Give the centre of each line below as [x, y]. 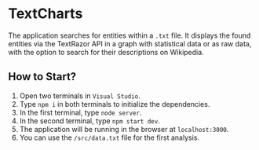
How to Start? [42, 77]
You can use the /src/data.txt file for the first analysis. [109, 137]
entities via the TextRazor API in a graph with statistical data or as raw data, [130, 43]
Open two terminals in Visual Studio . [80, 96]
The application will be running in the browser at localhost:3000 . [124, 129]
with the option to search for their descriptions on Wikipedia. [106, 52]
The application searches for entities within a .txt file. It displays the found [129, 35]
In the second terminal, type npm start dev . [90, 121]
